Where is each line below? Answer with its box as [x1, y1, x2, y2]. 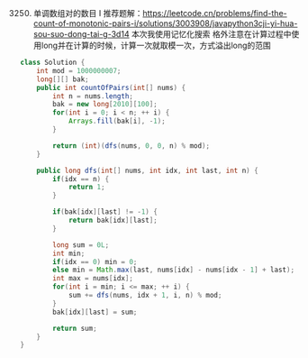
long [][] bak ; [36, 75, 89, 84]
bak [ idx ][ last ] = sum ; [52, 308, 138, 317]
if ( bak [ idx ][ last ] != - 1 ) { [52, 207, 158, 216]
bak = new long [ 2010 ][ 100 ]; [52, 100, 158, 109]
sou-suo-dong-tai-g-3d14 [32, 29, 130, 39]
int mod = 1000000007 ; [36, 66, 122, 75]
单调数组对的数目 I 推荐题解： [32, 8, 143, 18]
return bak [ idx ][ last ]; [68, 216, 158, 225]
